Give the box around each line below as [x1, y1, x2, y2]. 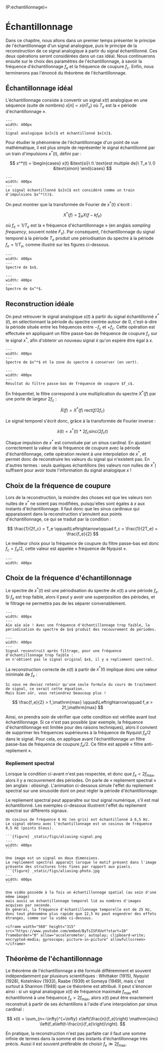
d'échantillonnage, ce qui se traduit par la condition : [5, 516, 111, 522]
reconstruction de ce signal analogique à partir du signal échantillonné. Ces [5, 48, 158, 53]
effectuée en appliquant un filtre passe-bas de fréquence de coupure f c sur [5, 330, 158, 337]
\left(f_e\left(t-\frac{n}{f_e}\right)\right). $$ [39, 1021, 126, 1027]
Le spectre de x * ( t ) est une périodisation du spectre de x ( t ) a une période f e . [5, 587, 159, 595]
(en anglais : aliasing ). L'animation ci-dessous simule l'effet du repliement [5, 782, 154, 788]
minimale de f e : [5, 671, 38, 679]
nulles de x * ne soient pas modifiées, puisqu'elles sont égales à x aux [5, 500, 145, 506]
